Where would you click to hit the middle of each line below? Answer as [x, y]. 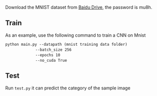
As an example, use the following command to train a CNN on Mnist [75, 35]
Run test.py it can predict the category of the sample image [68, 88]
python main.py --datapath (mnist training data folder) [66, 44]
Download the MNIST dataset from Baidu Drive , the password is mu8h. [79, 7]
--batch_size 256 [53, 50]
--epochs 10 [48, 55]
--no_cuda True [51, 60]
